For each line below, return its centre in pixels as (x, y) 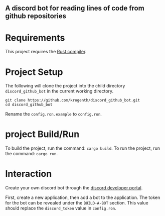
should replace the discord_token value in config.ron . (61, 208)
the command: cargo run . (32, 154)
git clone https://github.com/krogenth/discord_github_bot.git (73, 100)
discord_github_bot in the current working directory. (59, 91)
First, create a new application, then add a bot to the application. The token (83, 197)
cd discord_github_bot (29, 105)
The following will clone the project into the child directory (65, 86)
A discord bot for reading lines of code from (75, 8)
